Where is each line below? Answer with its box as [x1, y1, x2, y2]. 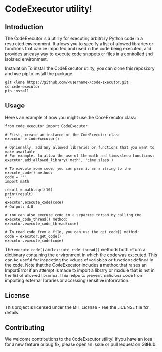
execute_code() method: [5, 170, 53, 175]
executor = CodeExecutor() [5, 137, 59, 141]
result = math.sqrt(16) [5, 187, 53, 192]
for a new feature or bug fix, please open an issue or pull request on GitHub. [5, 341, 157, 347]
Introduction [5, 23, 44, 31]
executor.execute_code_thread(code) [5, 221, 79, 226]
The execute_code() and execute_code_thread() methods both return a [5, 246, 146, 252]
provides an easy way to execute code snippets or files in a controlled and [5, 51, 153, 57]
